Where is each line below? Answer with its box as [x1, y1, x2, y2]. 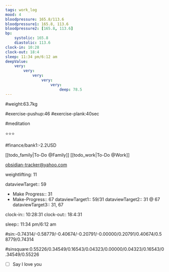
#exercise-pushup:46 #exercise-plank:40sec [5, 110, 99, 116]
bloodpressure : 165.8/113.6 [5, 17, 65, 22]
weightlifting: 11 [5, 171, 37, 177]
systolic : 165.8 [14, 36, 49, 41]
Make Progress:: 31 [12, 191, 53, 197]
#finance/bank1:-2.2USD [5, 142, 57, 148]
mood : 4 [5, 12, 22, 17]
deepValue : [5, 59, 28, 64]
